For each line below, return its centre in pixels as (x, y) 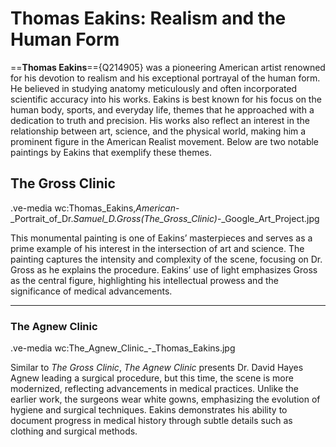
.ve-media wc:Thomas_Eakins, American (93, 208)
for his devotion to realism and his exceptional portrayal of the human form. (165, 78)
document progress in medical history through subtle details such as (151, 421)
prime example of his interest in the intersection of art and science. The (157, 248)
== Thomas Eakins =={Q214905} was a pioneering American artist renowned (168, 67)
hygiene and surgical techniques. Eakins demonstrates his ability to (149, 410)
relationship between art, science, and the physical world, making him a (158, 131)
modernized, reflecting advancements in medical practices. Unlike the (155, 389)
